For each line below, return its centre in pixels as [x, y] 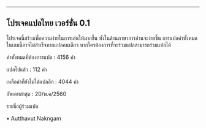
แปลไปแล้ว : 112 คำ [27, 69]
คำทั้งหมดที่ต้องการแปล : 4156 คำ [41, 57]
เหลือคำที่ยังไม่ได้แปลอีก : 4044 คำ [42, 81]
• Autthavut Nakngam [34, 118]
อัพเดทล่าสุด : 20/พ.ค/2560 [36, 94]
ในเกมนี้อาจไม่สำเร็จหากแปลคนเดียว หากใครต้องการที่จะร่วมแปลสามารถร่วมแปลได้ [89, 45]
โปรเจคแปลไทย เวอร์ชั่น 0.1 [48, 23]
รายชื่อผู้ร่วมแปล [22, 106]
